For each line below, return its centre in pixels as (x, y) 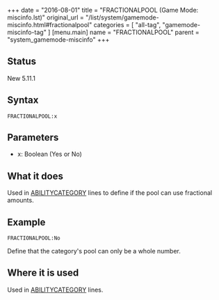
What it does (35, 176)
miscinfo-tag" (27, 32)
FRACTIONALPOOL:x (32, 116)
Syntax (23, 100)
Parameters (33, 137)
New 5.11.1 (22, 78)
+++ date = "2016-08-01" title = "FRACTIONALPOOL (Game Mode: (103, 10)
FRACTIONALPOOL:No (34, 238)
